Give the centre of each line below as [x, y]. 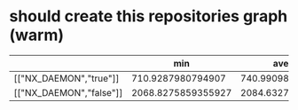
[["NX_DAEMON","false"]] [68, 92]
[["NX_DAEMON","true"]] [67, 78]
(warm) [37, 35]
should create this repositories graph [149, 16]
